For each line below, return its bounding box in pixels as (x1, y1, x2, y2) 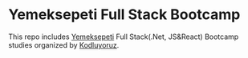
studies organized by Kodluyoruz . (8, 40, 120, 49)
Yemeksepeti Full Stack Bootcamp (8, 6, 241, 24)
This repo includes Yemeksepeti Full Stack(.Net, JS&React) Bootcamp (8, 32, 239, 41)
